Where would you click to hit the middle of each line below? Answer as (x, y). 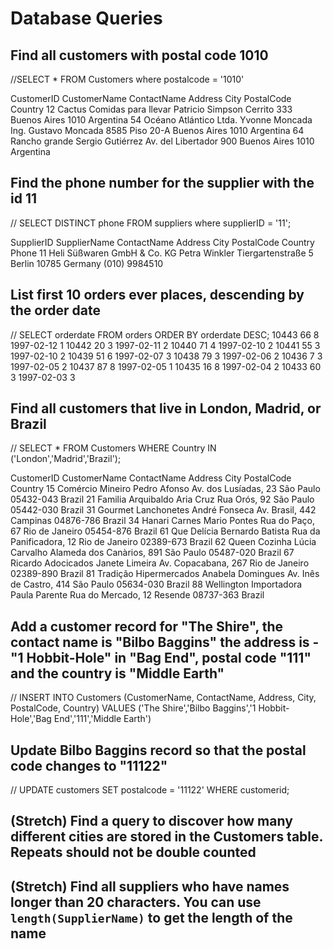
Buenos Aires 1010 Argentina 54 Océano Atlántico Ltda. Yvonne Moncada (161, 120)
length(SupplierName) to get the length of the (151, 917)
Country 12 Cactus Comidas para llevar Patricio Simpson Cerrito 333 (151, 109)
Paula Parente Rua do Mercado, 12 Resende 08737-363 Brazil (137, 595)
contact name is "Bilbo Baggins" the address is (160, 642)
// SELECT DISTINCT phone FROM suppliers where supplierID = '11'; (151, 223)
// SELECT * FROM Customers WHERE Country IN (113, 448)
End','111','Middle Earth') (102, 719)
